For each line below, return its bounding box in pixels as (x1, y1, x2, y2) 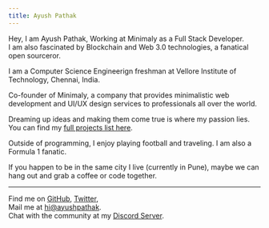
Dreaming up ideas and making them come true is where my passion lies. (8, 114, 251, 124)
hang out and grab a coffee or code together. (8, 170, 158, 180)
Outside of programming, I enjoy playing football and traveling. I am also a (8, 138, 252, 148)
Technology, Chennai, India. (8, 74, 100, 84)
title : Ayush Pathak (8, 11, 78, 20)
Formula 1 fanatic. (8, 146, 66, 156)
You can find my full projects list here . (8, 122, 134, 132)
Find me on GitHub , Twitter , (8, 194, 98, 203)
